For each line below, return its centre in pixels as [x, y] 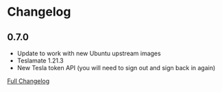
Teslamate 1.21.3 [40, 61]
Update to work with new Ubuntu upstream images [89, 53]
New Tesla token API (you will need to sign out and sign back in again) [116, 68]
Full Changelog [28, 81]
